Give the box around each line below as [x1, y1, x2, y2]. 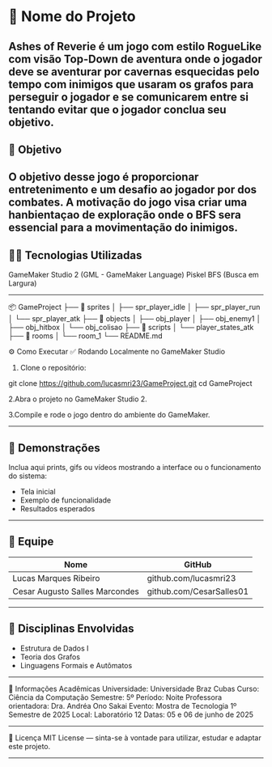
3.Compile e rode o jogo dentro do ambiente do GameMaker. [8, 410, 210, 420]
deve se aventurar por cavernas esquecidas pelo [8, 65, 260, 78]
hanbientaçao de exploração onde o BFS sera [8, 208, 241, 222]
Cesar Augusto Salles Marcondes [12, 586, 139, 597]
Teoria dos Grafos [19, 651, 81, 662]
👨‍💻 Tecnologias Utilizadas [8, 248, 142, 262]
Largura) [8, 278, 37, 288]
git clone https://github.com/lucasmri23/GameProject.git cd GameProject [8, 379, 253, 388]
